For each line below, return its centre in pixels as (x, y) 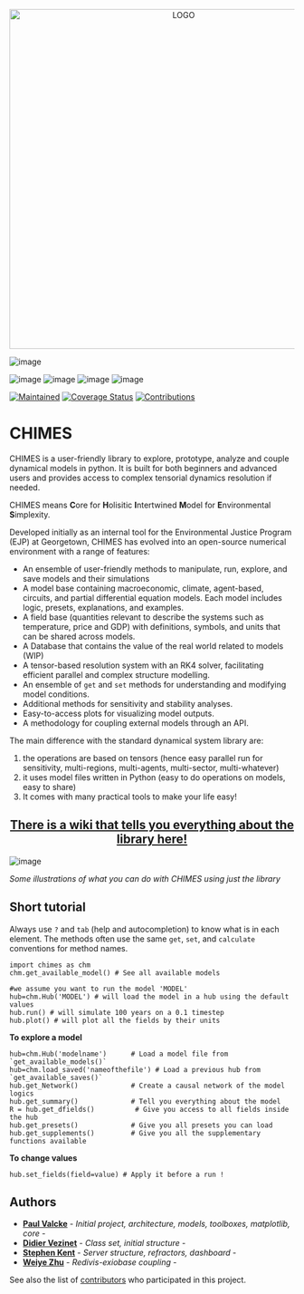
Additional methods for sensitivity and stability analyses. (128, 703)
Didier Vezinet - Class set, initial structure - (104, 1243)
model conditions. (56, 694)
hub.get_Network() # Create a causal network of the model (147, 1086)
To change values (43, 1158)
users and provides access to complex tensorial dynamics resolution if (141, 478)
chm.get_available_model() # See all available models (115, 973)
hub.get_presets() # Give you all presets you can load (141, 1125)
